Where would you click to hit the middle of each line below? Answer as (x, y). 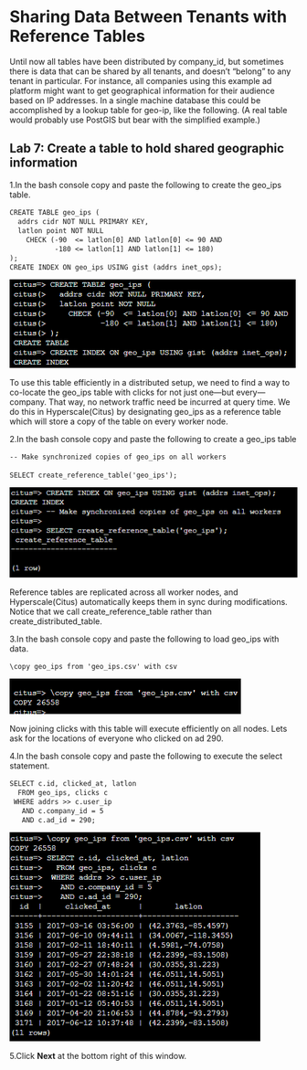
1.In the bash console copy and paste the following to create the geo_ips (145, 185)
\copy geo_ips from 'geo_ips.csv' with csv (94, 666)
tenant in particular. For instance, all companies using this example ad (141, 80)
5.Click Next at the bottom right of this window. (98, 1055)
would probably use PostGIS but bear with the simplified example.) (135, 120)
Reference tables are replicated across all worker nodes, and (124, 592)
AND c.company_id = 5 (63, 810)
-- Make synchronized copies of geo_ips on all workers (118, 457)
